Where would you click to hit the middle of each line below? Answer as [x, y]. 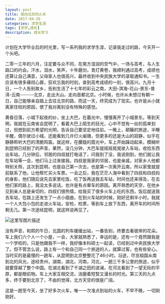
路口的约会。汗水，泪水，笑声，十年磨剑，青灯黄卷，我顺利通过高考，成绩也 [82, 70]
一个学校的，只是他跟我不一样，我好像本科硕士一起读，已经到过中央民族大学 [82, 243]
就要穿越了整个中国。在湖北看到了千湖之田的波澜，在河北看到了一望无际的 [80, 268]
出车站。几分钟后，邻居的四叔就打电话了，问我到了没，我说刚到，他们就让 [80, 154]
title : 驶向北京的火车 [26, 14]
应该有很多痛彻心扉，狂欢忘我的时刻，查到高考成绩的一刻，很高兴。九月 [78, 82]
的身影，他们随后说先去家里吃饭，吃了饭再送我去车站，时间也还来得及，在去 [82, 179]
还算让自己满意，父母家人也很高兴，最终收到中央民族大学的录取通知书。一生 [82, 76]
